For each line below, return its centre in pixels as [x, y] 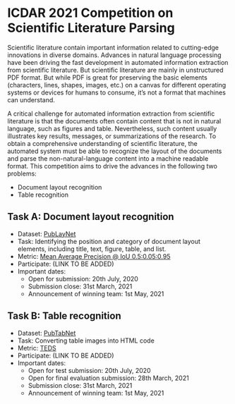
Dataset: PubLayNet [47, 233]
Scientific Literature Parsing [91, 28]
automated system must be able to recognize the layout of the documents [115, 151]
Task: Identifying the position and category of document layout [109, 241]
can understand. [31, 99]
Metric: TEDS [37, 348]
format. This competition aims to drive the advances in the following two [112, 166]
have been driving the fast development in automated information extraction [118, 62]
